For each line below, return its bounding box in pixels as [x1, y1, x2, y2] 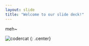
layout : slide [5, 7, 35, 12]
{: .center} [30, 35, 51, 41]
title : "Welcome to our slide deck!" [5, 12, 84, 17]
